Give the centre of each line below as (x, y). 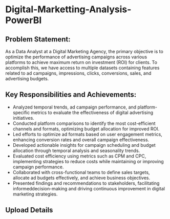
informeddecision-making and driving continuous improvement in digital (89, 188)
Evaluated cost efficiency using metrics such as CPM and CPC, (79, 156)
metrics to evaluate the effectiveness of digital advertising (92, 112)
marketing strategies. (35, 194)
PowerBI (24, 20)
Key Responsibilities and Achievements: (71, 95)
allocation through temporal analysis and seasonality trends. (76, 150)
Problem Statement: (38, 39)
